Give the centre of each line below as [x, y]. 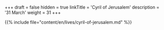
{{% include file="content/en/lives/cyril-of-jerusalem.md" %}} [68, 22]
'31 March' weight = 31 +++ [33, 12]
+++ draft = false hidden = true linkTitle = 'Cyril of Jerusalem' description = [82, 7]
